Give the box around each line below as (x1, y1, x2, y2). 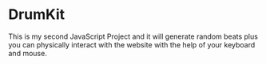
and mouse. (8, 48, 48, 58)
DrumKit (8, 6, 66, 24)
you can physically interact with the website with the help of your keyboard (8, 40, 256, 49)
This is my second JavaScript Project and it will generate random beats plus (8, 32, 258, 41)
